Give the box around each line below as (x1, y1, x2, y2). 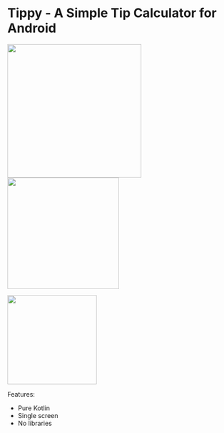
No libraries (17, 419, 52, 427)
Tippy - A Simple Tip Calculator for (7, 5, 218, 21)
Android (7, 20, 57, 36)
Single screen (17, 411, 58, 419)
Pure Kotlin (17, 404, 51, 412)
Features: (7, 390, 36, 398)
